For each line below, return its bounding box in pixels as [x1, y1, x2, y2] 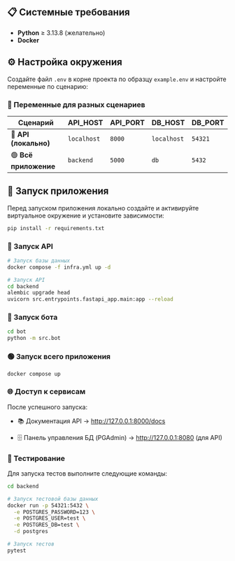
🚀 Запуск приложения [7, 185, 109, 197]
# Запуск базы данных [7, 257, 71, 264]
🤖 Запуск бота [7, 313, 58, 322]
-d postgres [13, 528, 49, 535]
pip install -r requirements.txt [7, 225, 105, 232]
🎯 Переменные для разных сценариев [7, 99, 145, 109]
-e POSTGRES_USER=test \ [13, 515, 86, 522]
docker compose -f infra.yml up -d [7, 264, 111, 271]
